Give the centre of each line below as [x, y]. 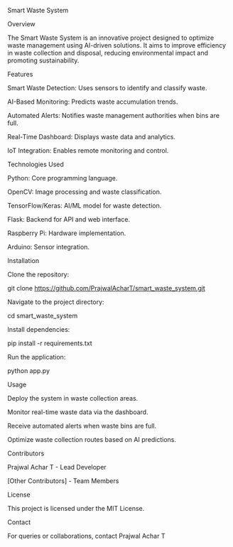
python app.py [29, 371]
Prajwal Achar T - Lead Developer [57, 467]
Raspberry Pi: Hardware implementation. [67, 233]
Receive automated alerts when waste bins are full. [82, 426]
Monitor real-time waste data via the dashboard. [78, 412]
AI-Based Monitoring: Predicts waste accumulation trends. [93, 102]
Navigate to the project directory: [56, 302]
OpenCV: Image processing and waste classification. [85, 192]
